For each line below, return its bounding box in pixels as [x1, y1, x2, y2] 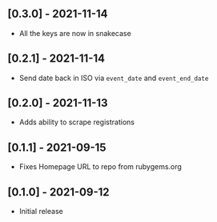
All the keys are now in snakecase [18, 28, 131, 38]
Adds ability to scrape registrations [18, 117, 135, 127]
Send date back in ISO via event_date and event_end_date [18, 73, 209, 83]
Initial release [18, 207, 63, 216]
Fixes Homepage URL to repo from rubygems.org [18, 162, 182, 172]
